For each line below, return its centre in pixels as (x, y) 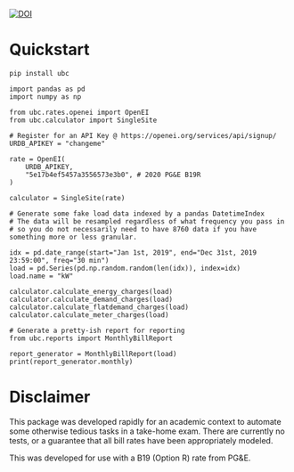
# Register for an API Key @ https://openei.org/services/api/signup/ (143, 135)
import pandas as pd (48, 89)
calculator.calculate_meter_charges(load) (89, 315)
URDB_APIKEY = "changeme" (57, 143)
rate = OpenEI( (37, 159)
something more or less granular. (73, 237)
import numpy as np (45, 97)
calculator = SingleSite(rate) (67, 198)
